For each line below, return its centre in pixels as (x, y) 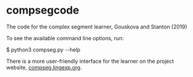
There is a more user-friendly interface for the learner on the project (90, 61)
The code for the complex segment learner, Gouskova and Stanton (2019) (97, 27)
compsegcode (43, 10)
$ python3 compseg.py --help (43, 49)
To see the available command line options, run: (65, 38)
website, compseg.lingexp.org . (44, 67)
